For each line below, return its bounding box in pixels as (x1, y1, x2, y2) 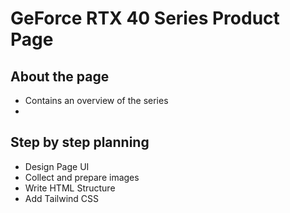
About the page (10, 68, 110, 85)
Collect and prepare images (24, 171, 140, 183)
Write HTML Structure (24, 182, 116, 194)
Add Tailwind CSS (24, 192, 100, 204)
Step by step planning (10, 134, 150, 151)
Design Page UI (24, 160, 90, 172)
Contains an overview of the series (24, 95, 169, 106)
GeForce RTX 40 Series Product (10, 7, 280, 30)
